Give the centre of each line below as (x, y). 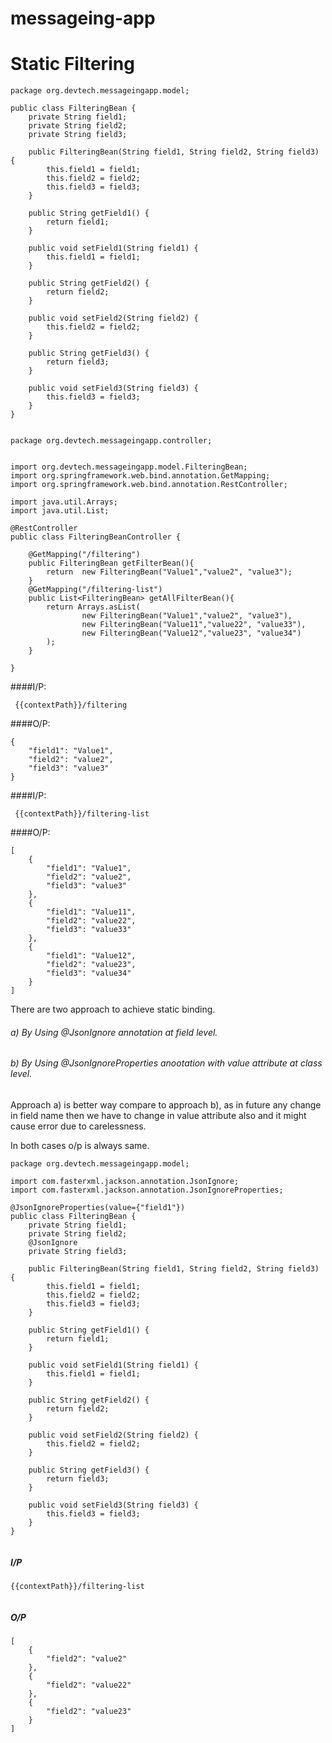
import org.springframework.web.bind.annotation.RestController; (149, 485)
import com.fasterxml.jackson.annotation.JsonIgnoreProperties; (147, 1190)
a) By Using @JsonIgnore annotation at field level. (114, 1032)
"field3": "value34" (89, 973)
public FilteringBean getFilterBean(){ (111, 563)
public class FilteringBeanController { (96, 537)
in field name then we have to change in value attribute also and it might (158, 1115)
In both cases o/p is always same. (80, 1145)
